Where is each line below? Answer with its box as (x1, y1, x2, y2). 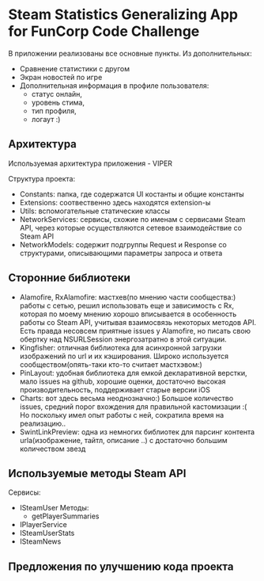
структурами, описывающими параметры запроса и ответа (19, 248, 223, 258)
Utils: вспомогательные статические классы (19, 206, 170, 216)
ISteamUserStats (19, 529, 75, 538)
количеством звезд (19, 444, 86, 453)
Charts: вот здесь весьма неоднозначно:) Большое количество (19, 393, 234, 403)
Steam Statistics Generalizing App (8, 6, 239, 24)
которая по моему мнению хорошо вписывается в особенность (19, 309, 237, 319)
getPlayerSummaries (31, 511, 100, 521)
